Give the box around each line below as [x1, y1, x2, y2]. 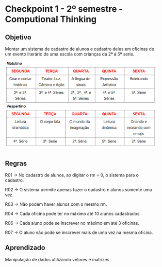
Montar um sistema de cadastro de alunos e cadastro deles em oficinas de [5, 46, 154, 52]
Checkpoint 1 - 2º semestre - [5, 3, 123, 15]
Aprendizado [5, 244, 45, 252]
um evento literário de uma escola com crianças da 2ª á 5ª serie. [5, 51, 134, 57]
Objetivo [5, 33, 32, 41]
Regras [5, 159, 27, 167]
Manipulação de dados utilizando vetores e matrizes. [5, 256, 111, 262]
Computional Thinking [5, 14, 97, 25]
